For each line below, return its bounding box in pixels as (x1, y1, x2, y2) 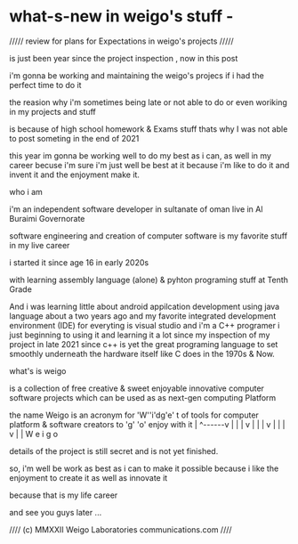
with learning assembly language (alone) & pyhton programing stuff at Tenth (9, 274, 289, 285)
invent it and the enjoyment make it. (9, 169, 141, 180)
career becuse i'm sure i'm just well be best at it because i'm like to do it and (9, 159, 290, 170)
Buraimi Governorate (9, 213, 85, 223)
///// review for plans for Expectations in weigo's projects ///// (9, 36, 234, 46)
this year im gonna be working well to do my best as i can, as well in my (9, 150, 271, 161)
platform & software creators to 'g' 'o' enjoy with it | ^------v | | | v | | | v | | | (9, 418, 286, 429)
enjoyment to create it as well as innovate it (9, 472, 168, 483)
